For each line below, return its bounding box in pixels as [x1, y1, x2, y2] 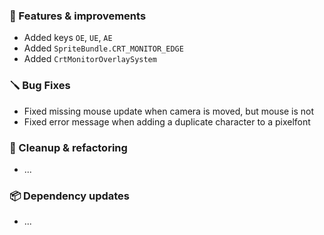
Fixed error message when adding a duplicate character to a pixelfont [23, 115, 311, 128]
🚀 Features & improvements [9, 9, 147, 23]
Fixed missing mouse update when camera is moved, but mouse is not [23, 105, 315, 117]
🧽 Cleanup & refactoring [9, 140, 128, 154]
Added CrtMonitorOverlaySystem [23, 53, 157, 65]
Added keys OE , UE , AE [23, 32, 113, 44]
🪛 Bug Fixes [9, 79, 71, 93]
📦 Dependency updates [9, 189, 131, 203]
